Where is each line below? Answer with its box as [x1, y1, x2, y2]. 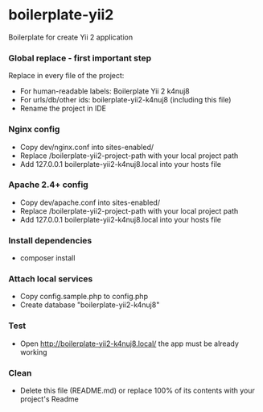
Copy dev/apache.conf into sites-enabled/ [19, 198, 161, 207]
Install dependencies [8, 235, 92, 246]
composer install [19, 253, 76, 263]
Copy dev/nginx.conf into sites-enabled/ [19, 142, 154, 152]
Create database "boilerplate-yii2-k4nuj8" [19, 300, 160, 310]
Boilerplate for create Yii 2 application [8, 32, 134, 42]
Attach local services [8, 273, 93, 285]
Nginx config [8, 123, 60, 135]
